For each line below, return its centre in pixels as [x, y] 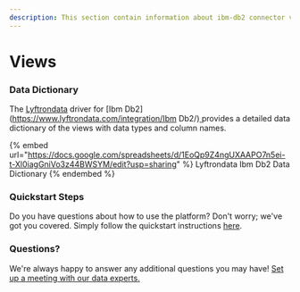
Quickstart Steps [47, 197]
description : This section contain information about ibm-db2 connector [147, 17]
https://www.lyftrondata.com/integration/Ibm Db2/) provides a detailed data [151, 119]
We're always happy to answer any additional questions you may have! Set [146, 268]
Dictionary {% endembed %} [62, 174]
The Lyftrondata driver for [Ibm [66, 109]
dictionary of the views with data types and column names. [118, 128]
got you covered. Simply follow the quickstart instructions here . [126, 226]
